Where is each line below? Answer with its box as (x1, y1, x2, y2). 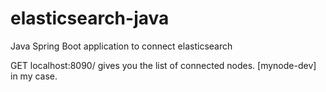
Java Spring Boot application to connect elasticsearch (10, 40, 233, 52)
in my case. (10, 70, 58, 82)
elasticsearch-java (10, 7, 170, 30)
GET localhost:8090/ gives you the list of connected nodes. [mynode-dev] (10, 59, 317, 71)
